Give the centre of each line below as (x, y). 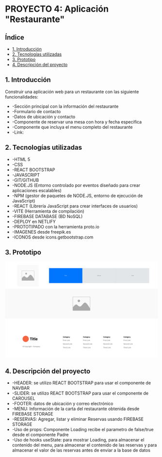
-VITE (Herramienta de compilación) (48, 211)
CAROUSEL (24, 398)
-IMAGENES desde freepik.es (41, 232)
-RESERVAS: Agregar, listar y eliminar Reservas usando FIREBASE (78, 419)
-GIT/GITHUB (25, 180)
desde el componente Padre (40, 435)
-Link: (18, 132)
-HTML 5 (21, 159)
